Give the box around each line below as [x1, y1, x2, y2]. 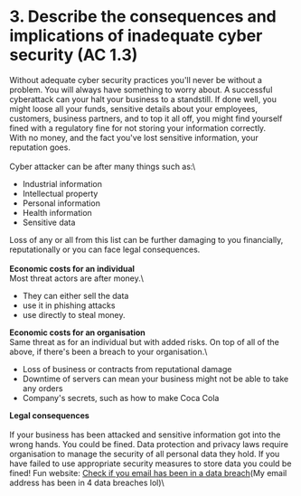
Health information [22, 207, 92, 218]
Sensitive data [22, 217, 76, 228]
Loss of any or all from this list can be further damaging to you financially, [9, 234, 284, 245]
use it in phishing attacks [22, 300, 116, 311]
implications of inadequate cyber [9, 25, 263, 46]
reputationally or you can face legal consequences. [9, 244, 201, 255]
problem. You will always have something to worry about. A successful [9, 84, 273, 95]
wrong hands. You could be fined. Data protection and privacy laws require [9, 438, 289, 449]
